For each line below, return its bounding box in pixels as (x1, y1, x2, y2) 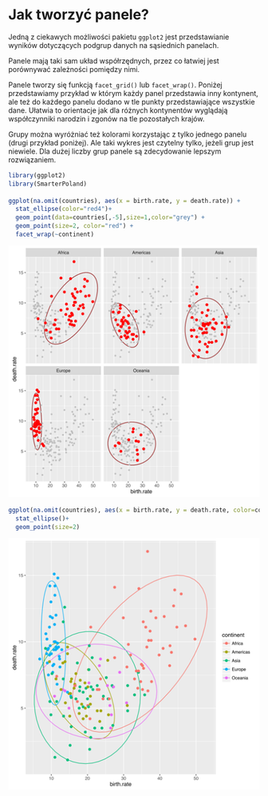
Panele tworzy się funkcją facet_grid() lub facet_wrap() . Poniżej (8, 80, 223, 90)
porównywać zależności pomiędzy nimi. (8, 64, 140, 74)
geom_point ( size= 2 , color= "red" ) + (15, 222, 134, 230)
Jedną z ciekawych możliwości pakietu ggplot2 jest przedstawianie (8, 32, 230, 42)
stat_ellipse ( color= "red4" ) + (15, 205, 112, 213)
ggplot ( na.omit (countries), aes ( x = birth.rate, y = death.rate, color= (8, 506, 255, 514)
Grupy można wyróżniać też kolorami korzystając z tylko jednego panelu (8, 129, 247, 139)
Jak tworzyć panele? (8, 6, 150, 24)
